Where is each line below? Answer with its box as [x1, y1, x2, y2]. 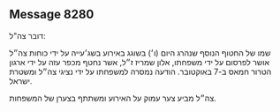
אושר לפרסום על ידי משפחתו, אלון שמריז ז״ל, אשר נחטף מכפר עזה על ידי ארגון [9, 56, 270, 67]
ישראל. [9, 75, 33, 86]
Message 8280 [9, 7, 95, 22]
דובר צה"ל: [9, 30, 46, 41]
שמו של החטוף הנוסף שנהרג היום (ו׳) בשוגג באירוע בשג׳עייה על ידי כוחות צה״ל [9, 48, 271, 58]
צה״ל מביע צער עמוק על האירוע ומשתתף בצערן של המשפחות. [9, 93, 216, 103]
